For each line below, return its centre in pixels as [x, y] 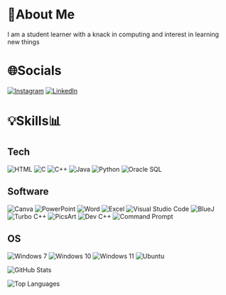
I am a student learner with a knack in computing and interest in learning [113, 34]
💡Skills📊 [34, 121]
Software [28, 192]
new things [24, 41]
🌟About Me [41, 15]
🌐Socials [34, 71]
